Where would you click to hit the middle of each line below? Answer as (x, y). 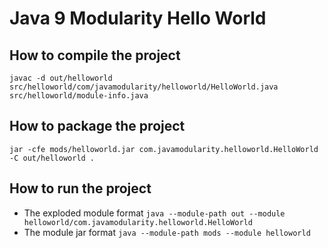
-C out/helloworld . (52, 158)
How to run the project (80, 188)
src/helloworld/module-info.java (79, 96)
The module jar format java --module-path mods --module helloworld (167, 232)
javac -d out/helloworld (61, 78)
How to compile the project (95, 55)
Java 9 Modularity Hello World (138, 18)
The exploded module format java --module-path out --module (154, 213)
